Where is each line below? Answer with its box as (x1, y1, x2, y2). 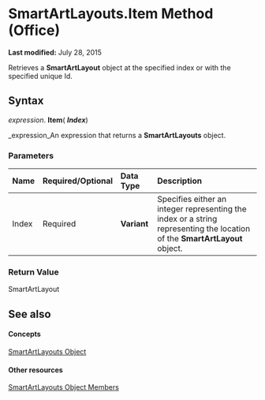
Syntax (8, 94, 44, 107)
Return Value (8, 266, 59, 277)
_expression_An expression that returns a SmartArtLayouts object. (8, 130, 226, 140)
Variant (120, 219, 149, 230)
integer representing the (157, 204, 247, 215)
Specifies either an (157, 194, 227, 205)
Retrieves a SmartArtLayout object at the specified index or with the (8, 62, 231, 72)
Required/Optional (42, 175, 113, 186)
